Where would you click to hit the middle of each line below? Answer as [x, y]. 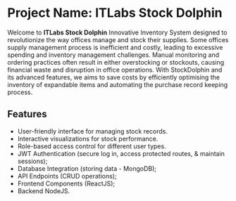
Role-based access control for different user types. [92, 146]
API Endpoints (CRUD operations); [67, 176]
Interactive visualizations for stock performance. [88, 138]
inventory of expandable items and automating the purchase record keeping [118, 84]
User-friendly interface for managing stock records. [92, 131]
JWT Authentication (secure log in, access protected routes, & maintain [121, 153]
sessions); [32, 161]
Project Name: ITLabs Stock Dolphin [115, 13]
